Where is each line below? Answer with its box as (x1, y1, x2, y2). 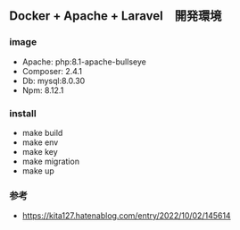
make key (21, 146, 58, 157)
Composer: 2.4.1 (21, 65, 83, 76)
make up (21, 165, 55, 176)
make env (21, 137, 59, 148)
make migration (21, 156, 80, 166)
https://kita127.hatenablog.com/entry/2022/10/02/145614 (21, 210, 231, 221)
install (9, 106, 37, 119)
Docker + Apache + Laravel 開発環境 (9, 8, 222, 24)
